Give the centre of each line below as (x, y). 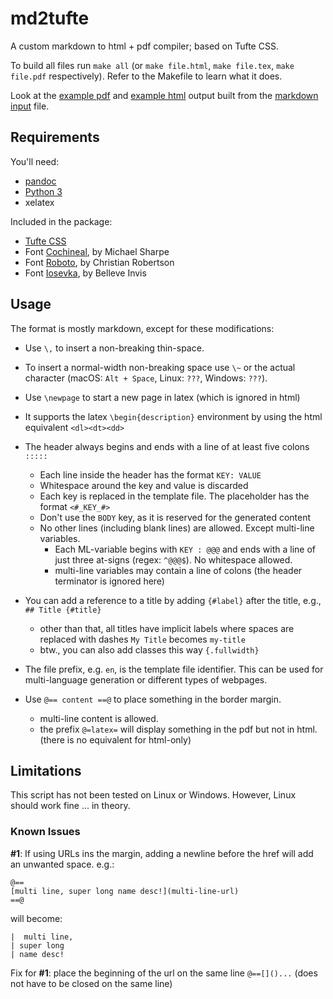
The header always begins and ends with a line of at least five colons (167, 446)
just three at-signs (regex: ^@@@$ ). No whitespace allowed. (173, 559)
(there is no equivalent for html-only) (115, 739)
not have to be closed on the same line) (91, 983)
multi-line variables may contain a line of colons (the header (178, 570)
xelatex (39, 202)
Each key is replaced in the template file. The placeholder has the (174, 496)
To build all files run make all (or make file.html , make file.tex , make (152, 65)
